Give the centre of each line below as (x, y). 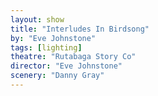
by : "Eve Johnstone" (53, 38)
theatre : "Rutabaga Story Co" (73, 57)
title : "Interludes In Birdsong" (80, 29)
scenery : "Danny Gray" (57, 76)
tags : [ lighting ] (46, 47)
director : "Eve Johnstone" (66, 66)
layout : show (37, 19)
